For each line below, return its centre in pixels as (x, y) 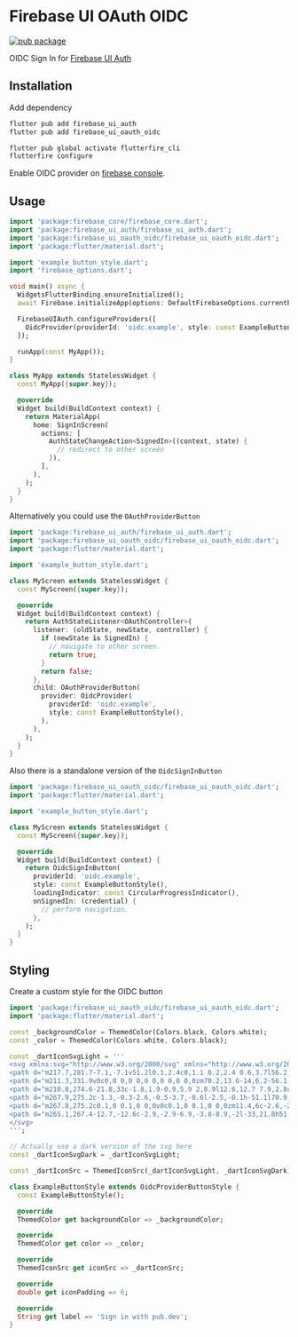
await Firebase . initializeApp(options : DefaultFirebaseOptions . (138, 304)
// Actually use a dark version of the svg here (101, 1147)
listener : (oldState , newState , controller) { (120, 630)
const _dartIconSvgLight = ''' (67, 1056)
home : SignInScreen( (71, 425)
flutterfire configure (51, 156)
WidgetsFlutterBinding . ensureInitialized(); (101, 295)
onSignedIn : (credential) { (85, 901)
